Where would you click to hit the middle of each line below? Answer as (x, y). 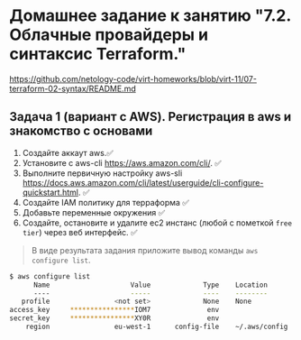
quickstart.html (50, 192)
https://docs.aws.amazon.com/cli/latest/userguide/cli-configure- (143, 182)
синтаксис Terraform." (98, 54)
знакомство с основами (81, 131)
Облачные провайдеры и (109, 35)
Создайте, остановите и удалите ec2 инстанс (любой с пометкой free (157, 223)
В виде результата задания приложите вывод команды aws (145, 250)
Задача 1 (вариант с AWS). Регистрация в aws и (150, 117)
